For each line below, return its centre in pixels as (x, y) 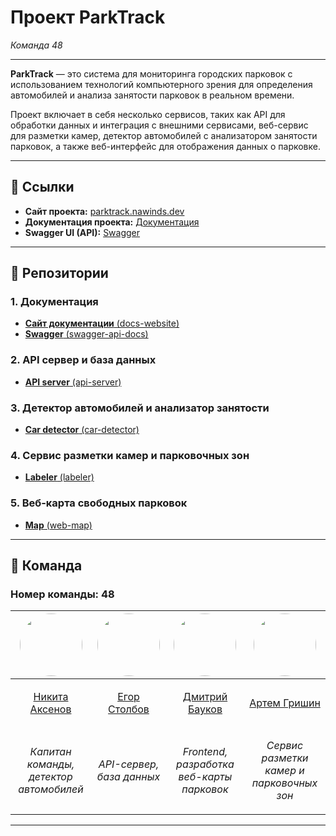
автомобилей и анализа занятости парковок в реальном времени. (152, 95)
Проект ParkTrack (88, 17)
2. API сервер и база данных (83, 360)
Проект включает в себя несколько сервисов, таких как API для (148, 114)
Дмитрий (205, 697)
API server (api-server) (73, 382)
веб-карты (205, 777)
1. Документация (54, 302)
